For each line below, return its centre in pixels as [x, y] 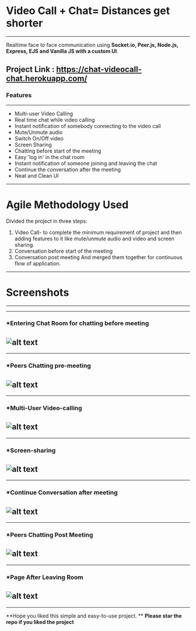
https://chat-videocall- [99, 69]
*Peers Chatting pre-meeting [49, 366]
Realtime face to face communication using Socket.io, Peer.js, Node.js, [92, 44]
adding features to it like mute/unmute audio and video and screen [94, 239]
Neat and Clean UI [36, 175]
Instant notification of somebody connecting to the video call [88, 126]
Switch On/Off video [39, 138]
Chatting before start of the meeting [58, 151]
